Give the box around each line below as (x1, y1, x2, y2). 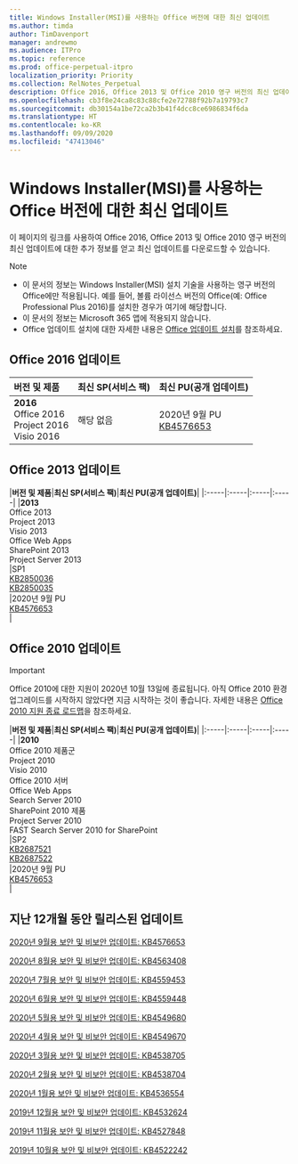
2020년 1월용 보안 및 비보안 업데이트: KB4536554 (9, 1087, 185, 1098)
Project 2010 (9, 755, 56, 766)
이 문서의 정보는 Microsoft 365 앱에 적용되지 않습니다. (21, 313, 212, 323)
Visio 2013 (9, 526, 47, 537)
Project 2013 (9, 517, 56, 527)
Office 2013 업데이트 (9, 462, 121, 477)
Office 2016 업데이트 (9, 353, 122, 368)
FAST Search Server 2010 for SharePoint (9, 825, 158, 835)
